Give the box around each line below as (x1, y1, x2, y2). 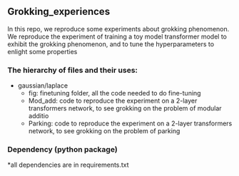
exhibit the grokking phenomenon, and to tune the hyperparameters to (7, 39, 215, 48)
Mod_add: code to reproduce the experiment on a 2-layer (28, 96, 198, 105)
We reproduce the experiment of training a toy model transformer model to (7, 32, 227, 41)
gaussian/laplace (17, 81, 68, 90)
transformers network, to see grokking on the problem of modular (28, 104, 223, 113)
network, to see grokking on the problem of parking (28, 127, 180, 135)
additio (28, 112, 49, 120)
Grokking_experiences (7, 6, 111, 18)
